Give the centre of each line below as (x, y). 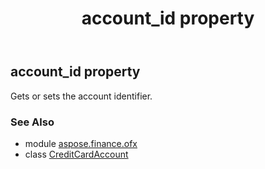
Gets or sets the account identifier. (81, 96)
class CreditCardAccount (76, 154)
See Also (32, 122)
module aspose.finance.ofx (81, 143)
